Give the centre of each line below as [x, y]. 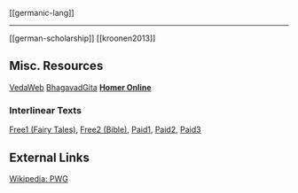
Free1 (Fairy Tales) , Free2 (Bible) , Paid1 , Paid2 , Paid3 [105, 130]
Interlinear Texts [46, 110]
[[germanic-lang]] [42, 13]
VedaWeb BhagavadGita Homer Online [80, 87]
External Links [50, 157]
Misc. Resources [56, 66]
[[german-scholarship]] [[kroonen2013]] [82, 38]
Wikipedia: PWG [39, 178]
